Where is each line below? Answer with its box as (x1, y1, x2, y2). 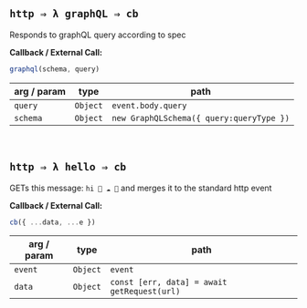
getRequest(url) (110, 286, 181, 297)
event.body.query (111, 100, 187, 110)
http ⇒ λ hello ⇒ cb (9, 160, 127, 174)
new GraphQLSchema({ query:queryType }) (111, 113, 291, 123)
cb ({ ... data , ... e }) (9, 218, 96, 227)
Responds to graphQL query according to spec (9, 29, 186, 40)
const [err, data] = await (110, 277, 228, 288)
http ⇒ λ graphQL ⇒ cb (9, 7, 139, 21)
